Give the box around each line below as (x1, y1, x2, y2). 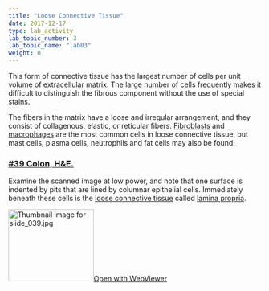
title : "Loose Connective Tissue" (8, 11, 124, 20)
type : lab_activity (8, 27, 74, 35)
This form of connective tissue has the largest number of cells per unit (8, 72, 241, 80)
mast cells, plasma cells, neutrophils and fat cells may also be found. (8, 138, 235, 147)
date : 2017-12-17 (8, 19, 67, 27)
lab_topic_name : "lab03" (8, 42, 92, 50)
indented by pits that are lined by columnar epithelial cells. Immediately (8, 185, 243, 195)
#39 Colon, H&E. (8, 158, 74, 169)
